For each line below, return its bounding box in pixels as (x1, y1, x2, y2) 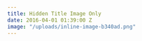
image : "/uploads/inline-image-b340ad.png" (7, 23, 136, 30)
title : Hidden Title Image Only (7, 10, 101, 17)
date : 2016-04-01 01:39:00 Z (7, 17, 92, 24)
